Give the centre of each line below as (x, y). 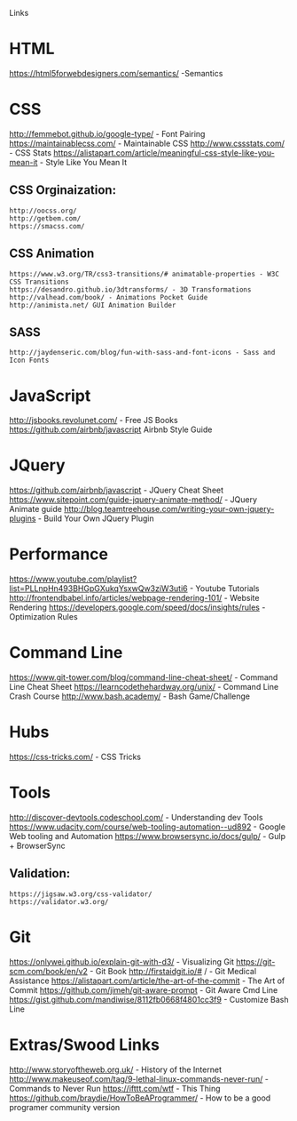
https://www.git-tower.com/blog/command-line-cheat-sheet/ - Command (144, 677)
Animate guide (35, 509)
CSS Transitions (39, 282)
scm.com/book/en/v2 (49, 971)
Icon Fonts (29, 360)
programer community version (65, 1107)
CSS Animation (52, 254)
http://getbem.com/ (45, 218)
